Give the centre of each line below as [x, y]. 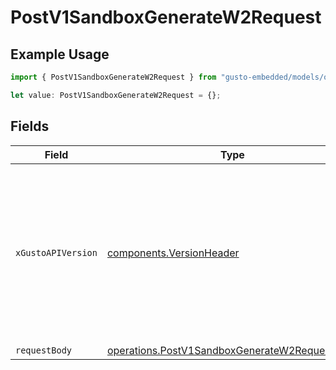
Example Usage [60, 54]
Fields [30, 126]
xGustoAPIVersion [56, 252]
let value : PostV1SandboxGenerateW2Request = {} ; [116, 95]
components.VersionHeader [173, 253]
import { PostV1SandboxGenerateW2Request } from [113, 77]
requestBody [44, 350]
